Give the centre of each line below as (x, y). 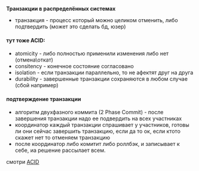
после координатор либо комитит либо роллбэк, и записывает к (97, 144)
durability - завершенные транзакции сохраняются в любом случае (101, 79)
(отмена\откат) (34, 60)
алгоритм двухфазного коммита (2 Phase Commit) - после (89, 112)
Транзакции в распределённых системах (61, 9)
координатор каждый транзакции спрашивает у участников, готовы (102, 125)
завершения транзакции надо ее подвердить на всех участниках (98, 118)
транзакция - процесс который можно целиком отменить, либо (96, 20)
